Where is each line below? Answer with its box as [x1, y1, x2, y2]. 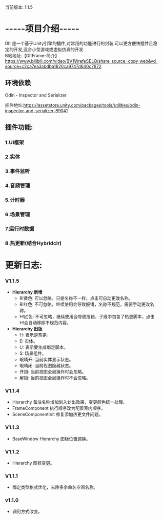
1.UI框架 [5, 139, 24, 146]
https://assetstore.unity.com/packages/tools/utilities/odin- [23, 102, 141, 108]
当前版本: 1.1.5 [5, 4, 33, 10]
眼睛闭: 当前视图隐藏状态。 [19, 363, 74, 369]
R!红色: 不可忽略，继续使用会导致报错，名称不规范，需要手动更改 [19, 301, 150, 307]
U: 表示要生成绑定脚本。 [19, 345, 68, 350]
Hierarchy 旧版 [12, 326, 42, 332]
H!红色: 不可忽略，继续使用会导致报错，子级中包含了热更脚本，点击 [19, 314, 155, 320]
